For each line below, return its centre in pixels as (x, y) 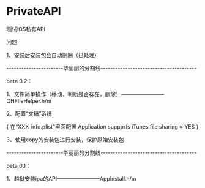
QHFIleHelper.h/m (29, 101)
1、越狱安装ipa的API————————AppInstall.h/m (71, 178)
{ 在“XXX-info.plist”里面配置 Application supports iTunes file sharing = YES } (102, 126)
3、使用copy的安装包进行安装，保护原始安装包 (65, 140)
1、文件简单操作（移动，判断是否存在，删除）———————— (85, 94)
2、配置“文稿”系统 (29, 113)
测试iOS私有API (26, 29)
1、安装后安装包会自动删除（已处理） (53, 55)
